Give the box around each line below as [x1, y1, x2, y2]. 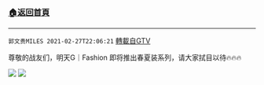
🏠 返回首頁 [8, 6, 50, 17]
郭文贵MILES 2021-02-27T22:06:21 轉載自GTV [8, 36, 151, 46]
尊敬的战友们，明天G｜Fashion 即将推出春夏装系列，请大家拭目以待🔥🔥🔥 [8, 53, 242, 62]
